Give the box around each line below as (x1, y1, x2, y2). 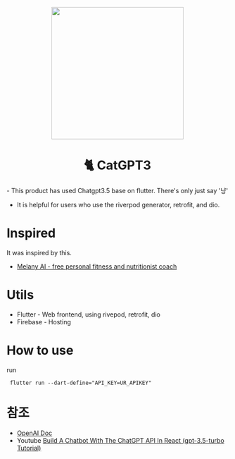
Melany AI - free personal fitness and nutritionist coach (16, 262, 177, 271)
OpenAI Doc (16, 429, 53, 437)
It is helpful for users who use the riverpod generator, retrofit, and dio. (16, 200, 220, 209)
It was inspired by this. (6, 248, 72, 257)
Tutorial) (16, 443, 42, 452)
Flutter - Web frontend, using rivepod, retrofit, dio (16, 310, 161, 319)
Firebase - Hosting (16, 317, 72, 326)
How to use (6, 343, 74, 358)
